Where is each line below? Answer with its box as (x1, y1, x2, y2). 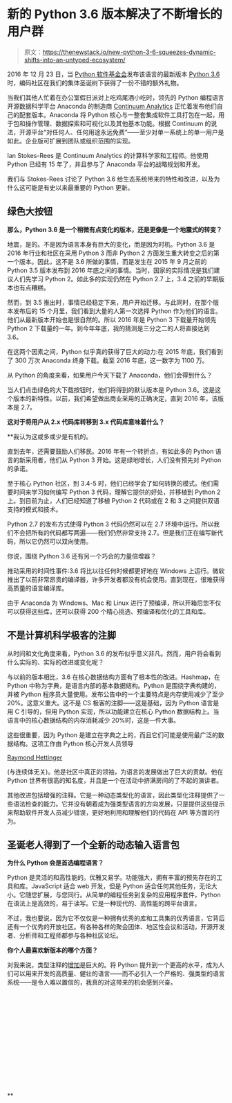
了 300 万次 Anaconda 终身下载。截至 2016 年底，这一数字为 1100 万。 (7, 356, 209, 364)
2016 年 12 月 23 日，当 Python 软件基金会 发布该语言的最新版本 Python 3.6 (7, 70, 220, 78)
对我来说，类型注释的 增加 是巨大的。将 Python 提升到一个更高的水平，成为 (7, 961, 219, 969)
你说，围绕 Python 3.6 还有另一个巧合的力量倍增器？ (7, 551, 157, 560)
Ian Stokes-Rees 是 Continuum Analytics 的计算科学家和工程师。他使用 (7, 151, 209, 159)
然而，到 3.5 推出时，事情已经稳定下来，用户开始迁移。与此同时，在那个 (7, 298, 213, 306)
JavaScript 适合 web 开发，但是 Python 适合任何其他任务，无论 (30, 882, 212, 890)
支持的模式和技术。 (7, 505, 62, 513)
